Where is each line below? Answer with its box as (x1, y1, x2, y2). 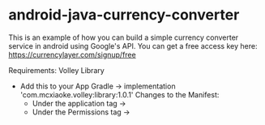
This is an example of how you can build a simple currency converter (8, 32, 239, 42)
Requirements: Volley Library (8, 65, 105, 75)
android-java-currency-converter (8, 6, 240, 24)
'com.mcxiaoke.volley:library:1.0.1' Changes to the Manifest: (19, 89, 220, 99)
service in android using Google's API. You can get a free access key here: (8, 41, 258, 50)
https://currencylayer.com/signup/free (8, 50, 136, 59)
